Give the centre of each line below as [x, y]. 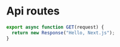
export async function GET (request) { [55, 27]
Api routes [33, 11]
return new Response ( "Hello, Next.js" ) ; [63, 33]
